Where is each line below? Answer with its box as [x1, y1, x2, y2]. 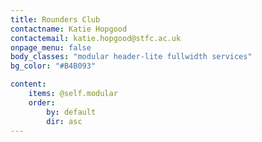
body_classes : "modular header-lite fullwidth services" [10, 52, 253, 62]
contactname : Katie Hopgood [10, 24, 128, 34]
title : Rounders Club [10, 14, 101, 25]
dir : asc [46, 116, 83, 126]
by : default [46, 107, 97, 117]
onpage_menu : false [10, 42, 92, 53]
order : [28, 97, 56, 108]
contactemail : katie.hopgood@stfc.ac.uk [10, 33, 182, 43]
